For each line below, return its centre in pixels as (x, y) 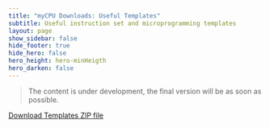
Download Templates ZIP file (56, 115)
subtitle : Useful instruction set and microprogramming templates (122, 23)
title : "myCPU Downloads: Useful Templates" (84, 16)
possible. (43, 99)
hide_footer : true (39, 46)
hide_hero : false (38, 53)
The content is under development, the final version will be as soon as (145, 91)
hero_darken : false (41, 68)
